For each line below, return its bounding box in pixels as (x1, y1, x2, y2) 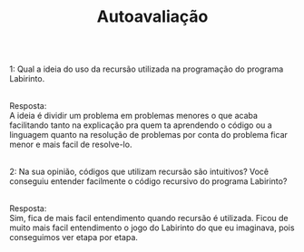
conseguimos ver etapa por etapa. (9, 231, 139, 242)
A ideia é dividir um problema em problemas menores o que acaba (9, 110, 259, 121)
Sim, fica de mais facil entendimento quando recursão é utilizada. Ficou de (9, 212, 289, 223)
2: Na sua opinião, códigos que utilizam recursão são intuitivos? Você (9, 166, 270, 177)
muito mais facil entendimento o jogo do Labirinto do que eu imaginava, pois (9, 222, 295, 233)
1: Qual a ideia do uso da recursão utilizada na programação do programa (9, 63, 284, 74)
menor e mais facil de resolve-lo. (9, 139, 132, 150)
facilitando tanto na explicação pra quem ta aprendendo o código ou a (9, 120, 272, 131)
